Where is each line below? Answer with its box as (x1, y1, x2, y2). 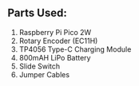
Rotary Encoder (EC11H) (18, 36, 98, 45)
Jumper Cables (18, 69, 69, 79)
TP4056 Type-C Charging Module (18, 44, 132, 54)
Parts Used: (7, 6, 67, 20)
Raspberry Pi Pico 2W (18, 27, 92, 37)
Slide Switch (18, 61, 61, 71)
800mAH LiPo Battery (18, 53, 91, 62)
